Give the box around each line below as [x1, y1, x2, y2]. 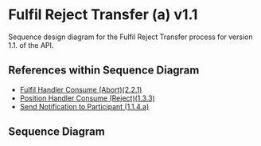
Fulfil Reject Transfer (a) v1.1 [8, 6, 198, 24]
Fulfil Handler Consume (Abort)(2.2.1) [19, 85, 142, 94]
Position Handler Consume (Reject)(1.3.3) [19, 93, 155, 103]
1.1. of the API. [8, 40, 54, 49]
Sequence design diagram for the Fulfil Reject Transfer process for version [8, 32, 253, 41]
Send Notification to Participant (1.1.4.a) [19, 101, 150, 111]
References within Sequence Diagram [8, 64, 200, 77]
